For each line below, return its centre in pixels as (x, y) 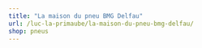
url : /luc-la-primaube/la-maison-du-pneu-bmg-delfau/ (101, 24)
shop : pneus (28, 31)
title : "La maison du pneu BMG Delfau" (76, 16)
